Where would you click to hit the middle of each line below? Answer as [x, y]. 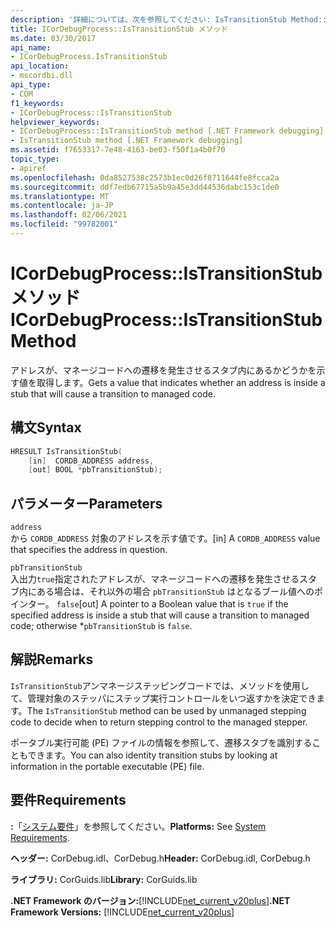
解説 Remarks [52, 659]
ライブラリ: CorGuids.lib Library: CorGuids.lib [104, 879]
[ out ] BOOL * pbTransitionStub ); [95, 470]
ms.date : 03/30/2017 [53, 38]
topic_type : [35, 159]
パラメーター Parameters [86, 503]
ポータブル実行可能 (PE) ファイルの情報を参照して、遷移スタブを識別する [161, 742]
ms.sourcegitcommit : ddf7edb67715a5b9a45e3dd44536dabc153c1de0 [145, 187]
